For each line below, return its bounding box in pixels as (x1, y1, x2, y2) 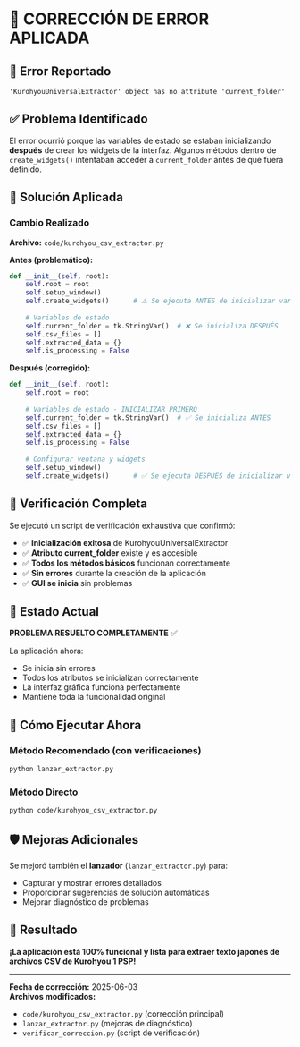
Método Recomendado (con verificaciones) (9, 744, 202, 756)
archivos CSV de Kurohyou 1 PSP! (9, 956, 137, 966)
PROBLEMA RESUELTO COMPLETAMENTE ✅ (9, 627, 178, 639)
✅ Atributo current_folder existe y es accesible (21, 547, 198, 558)
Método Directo (9, 786, 79, 798)
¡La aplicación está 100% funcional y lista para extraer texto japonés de (9, 946, 279, 957)
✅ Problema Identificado (9, 112, 149, 127)
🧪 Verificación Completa (9, 497, 147, 512)
